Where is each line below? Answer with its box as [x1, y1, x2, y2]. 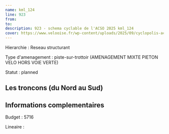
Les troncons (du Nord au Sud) [5, 84, 103, 92]
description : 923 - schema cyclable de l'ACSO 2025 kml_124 [5, 26, 134, 31]
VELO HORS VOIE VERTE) [5, 60, 59, 65]
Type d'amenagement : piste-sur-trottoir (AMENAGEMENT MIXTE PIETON [5, 54, 158, 60]
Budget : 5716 [5, 114, 34, 120]
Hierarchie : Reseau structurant [5, 45, 70, 50]
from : [5, 17, 17, 22]
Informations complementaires [5, 101, 105, 109]
